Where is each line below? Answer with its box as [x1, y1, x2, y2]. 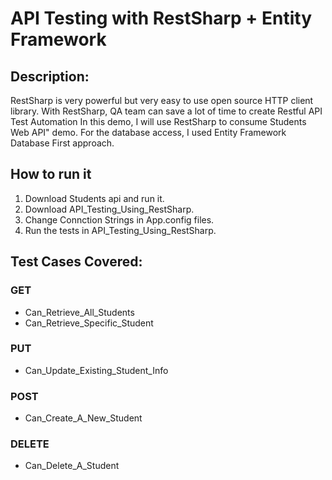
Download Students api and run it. [24, 192, 165, 204]
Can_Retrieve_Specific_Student [24, 317, 154, 329]
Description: [10, 68, 90, 85]
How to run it [10, 166, 92, 183]
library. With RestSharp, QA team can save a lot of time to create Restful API [10, 105, 323, 117]
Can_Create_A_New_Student [24, 412, 143, 424]
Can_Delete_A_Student [24, 460, 120, 472]
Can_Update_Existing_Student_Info [24, 364, 169, 376]
